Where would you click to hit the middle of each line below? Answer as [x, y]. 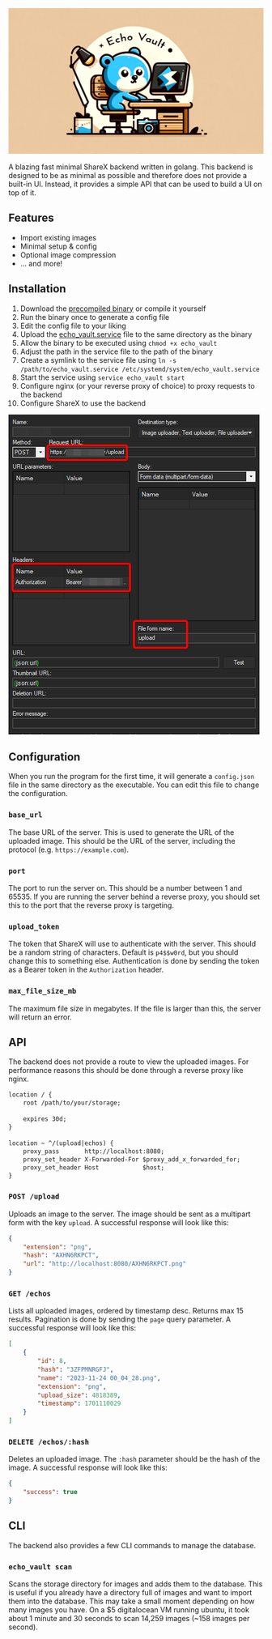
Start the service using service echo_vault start [102, 377]
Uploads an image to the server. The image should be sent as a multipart [130, 1214]
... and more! [41, 263]
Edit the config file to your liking [73, 326]
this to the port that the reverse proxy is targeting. [91, 905]
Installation [37, 289]
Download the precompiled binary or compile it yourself [113, 309]
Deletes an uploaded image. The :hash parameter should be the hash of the [134, 1459]
